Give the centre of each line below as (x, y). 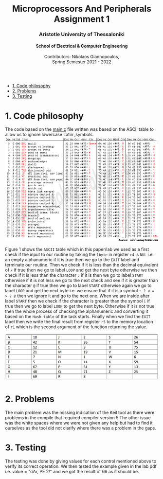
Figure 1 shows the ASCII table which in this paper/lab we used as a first (77, 249)
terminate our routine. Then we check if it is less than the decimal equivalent (81, 265)
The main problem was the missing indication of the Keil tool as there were (80, 413)
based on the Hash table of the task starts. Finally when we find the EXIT (78, 317)
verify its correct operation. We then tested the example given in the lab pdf (81, 466)
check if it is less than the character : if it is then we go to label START (74, 275)
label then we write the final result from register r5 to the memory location (79, 322)
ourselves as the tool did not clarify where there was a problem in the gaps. (81, 428)
